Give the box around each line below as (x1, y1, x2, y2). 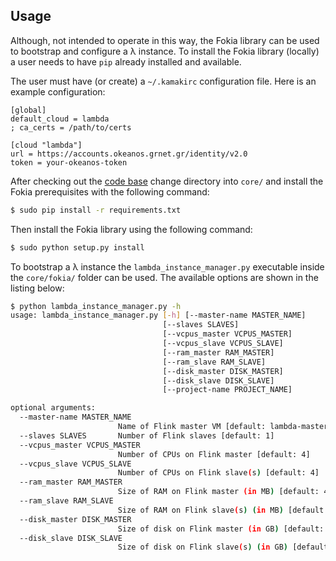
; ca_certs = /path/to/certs (10, 122, 132, 133)
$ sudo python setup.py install (10, 242, 145, 253)
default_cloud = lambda (10, 114, 110, 124)
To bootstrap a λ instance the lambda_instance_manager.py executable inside (10, 260, 325, 273)
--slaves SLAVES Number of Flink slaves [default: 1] (19, 430, 275, 441)
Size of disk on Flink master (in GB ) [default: (117, 524, 325, 534)
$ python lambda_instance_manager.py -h (10, 301, 182, 311)
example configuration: (10, 85, 106, 98)
